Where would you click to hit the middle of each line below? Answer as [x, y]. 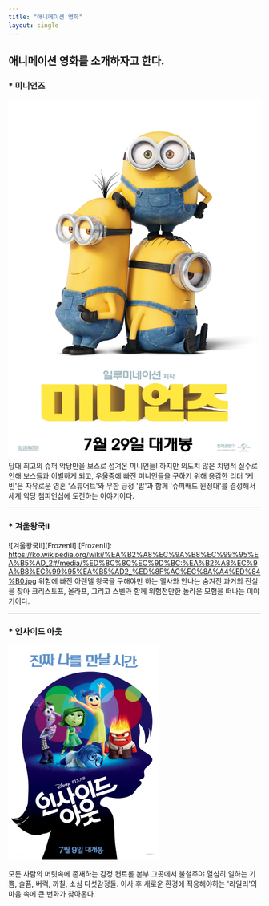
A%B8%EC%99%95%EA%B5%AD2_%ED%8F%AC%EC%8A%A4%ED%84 [134, 571]
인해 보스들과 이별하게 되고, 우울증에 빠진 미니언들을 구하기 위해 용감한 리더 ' [128, 476]
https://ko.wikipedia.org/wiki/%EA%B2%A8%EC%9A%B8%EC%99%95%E [133, 554]
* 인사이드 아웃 [35, 631]
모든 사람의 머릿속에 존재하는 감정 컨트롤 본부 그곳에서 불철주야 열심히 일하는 [128, 873]
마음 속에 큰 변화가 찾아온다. [52, 893]
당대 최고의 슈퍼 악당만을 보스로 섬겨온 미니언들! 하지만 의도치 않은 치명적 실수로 [133, 466]
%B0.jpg [22, 580]
